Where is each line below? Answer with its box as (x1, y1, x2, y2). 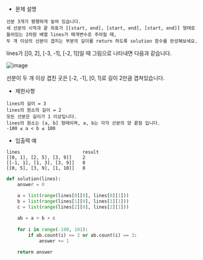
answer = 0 (17, 181, 45, 187)
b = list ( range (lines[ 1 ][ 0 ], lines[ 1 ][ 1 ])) (17, 198, 129, 204)
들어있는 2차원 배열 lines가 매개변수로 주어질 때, (6, 32, 117, 38)
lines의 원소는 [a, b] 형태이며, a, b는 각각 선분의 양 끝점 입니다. (6, 120, 160, 126)
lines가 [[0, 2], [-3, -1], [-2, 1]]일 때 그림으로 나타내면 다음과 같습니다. (6, 49, 172, 57)
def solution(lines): (6, 176, 61, 182)
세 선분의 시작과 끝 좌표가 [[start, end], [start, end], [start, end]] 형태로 (6, 25, 196, 31)
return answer (17, 249, 53, 255)
